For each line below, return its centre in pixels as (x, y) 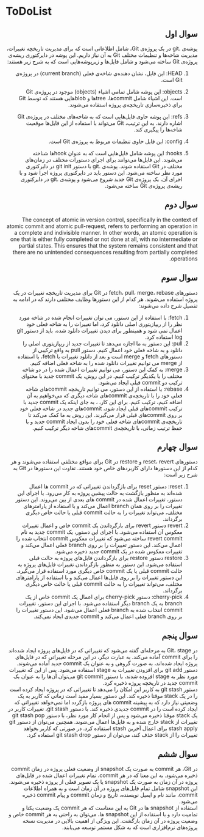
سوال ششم (178, 754)
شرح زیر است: (181, 474)
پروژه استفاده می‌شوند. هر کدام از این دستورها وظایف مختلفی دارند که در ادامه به (105, 299)
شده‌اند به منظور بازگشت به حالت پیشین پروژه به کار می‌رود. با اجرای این (100, 493)
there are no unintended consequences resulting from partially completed (105, 252)
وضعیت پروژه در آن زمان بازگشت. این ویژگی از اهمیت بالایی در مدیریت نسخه (110, 821)
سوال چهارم (177, 447)
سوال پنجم (180, 636)
